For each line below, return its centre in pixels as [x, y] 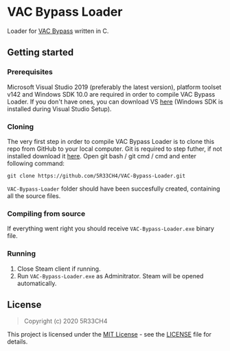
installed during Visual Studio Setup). [59, 109]
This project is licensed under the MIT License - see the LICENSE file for [109, 335]
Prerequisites [30, 72]
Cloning [21, 126]
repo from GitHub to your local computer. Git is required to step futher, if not [115, 149]
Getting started [41, 52]
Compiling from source [46, 213]
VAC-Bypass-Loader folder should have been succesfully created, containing [114, 189]
